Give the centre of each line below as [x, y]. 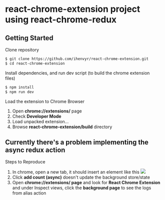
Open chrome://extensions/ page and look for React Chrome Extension [86, 183]
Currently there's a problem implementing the [77, 142]
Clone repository [22, 50]
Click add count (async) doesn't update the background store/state [81, 177]
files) [10, 78]
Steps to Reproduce [25, 162]
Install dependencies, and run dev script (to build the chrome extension [78, 73]
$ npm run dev [20, 92]
